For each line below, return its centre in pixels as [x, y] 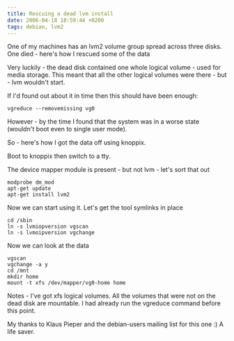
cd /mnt [18, 271]
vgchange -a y [28, 265]
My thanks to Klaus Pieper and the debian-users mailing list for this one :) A [116, 324]
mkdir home [23, 277]
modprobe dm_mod [31, 182]
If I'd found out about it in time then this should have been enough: [103, 96]
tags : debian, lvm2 [36, 27]
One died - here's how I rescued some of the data [79, 54]
